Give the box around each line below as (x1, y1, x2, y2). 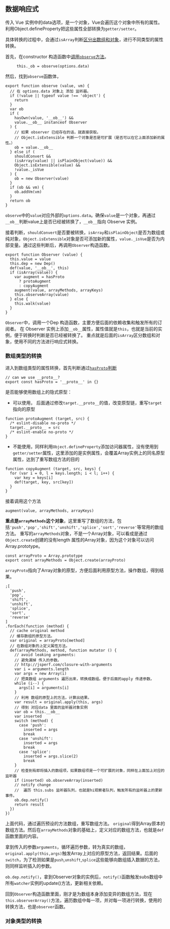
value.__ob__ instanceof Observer (14, 120, 87, 125)
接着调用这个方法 (5, 498, 41, 504)
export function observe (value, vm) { (5, 83, 90, 88)
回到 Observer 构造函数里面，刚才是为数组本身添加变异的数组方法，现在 (5, 891, 153, 897)
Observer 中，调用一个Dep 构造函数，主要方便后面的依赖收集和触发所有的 (5, 319, 158, 325)
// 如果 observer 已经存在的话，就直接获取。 (14, 129, 101, 135)
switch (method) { (14, 718, 53, 723)
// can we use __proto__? (5, 375, 60, 380)
